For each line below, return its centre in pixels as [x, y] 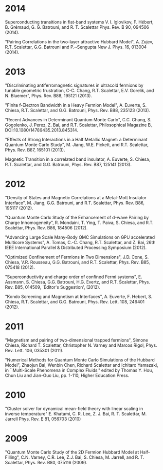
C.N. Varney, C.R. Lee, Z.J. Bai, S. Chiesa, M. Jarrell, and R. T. [83, 457]
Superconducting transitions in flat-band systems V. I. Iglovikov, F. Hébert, [80, 22]
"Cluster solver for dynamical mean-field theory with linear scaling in [74, 408]
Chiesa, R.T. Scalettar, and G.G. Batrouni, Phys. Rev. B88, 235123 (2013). [78, 110]
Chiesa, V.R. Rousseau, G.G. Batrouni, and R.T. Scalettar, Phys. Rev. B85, [78, 262]
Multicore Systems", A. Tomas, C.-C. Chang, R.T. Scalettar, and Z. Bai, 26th [80, 242]
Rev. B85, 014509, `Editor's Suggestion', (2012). [53, 287]
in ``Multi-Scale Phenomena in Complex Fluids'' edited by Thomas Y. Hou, [79, 370]
